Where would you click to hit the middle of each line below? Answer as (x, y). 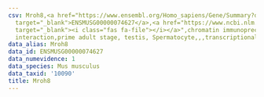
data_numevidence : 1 (42, 59)
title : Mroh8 (29, 81)
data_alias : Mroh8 (38, 45)
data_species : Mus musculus (54, 66)
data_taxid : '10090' (42, 74)
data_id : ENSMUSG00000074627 (56, 52)
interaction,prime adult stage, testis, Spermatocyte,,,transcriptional (137, 37)
